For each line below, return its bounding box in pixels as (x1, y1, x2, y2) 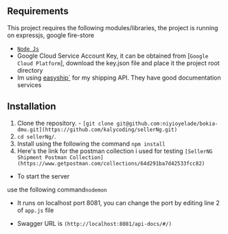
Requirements (7, 5, 69, 17)
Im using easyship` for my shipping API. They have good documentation (16, 73, 221, 82)
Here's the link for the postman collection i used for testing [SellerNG (16, 147, 213, 155)
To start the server (16, 172, 70, 180)
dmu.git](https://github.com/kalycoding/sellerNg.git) (16, 126, 178, 133)
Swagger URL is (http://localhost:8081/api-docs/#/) (16, 219, 172, 227)
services (16, 80, 42, 89)
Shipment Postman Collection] (16, 154, 104, 161)
